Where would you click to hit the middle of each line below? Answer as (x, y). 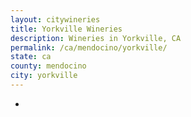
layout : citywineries (55, 19)
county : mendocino (48, 66)
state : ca (31, 57)
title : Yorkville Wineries (66, 29)
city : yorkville (44, 76)
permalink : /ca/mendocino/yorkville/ (89, 47)
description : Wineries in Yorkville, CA (96, 38)
